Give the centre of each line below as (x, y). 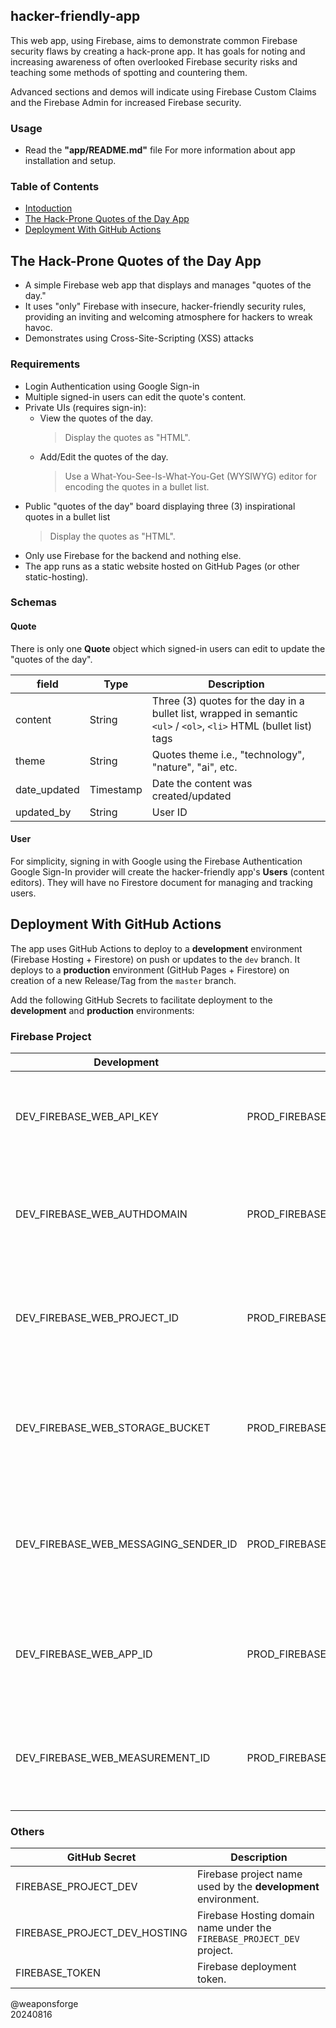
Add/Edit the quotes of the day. (104, 456)
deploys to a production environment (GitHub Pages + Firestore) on (150, 970)
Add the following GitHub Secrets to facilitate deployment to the (141, 1000)
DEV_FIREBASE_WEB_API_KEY (87, 1116)
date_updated (47, 789)
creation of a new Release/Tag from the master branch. (123, 980)
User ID (169, 812)
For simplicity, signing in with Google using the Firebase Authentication (156, 861)
